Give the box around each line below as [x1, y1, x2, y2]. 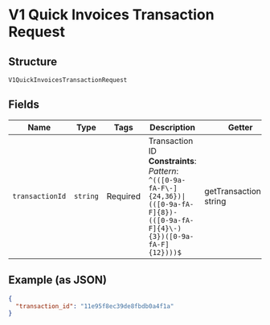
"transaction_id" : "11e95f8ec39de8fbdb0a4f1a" [15, 302, 174, 311]
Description [149, 121, 195, 133]
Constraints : [148, 155, 197, 167]
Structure [8, 55, 58, 68]
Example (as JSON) [8, 274, 107, 287]
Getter [227, 121, 253, 133]
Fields [8, 98, 40, 112]
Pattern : [148, 165, 179, 176]
